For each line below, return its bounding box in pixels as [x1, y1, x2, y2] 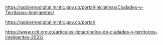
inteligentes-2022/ [5, 34, 44, 40]
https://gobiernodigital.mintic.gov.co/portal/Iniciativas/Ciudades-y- [5, 4, 144, 10]
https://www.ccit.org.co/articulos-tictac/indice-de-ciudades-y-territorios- [5, 29, 158, 34]
